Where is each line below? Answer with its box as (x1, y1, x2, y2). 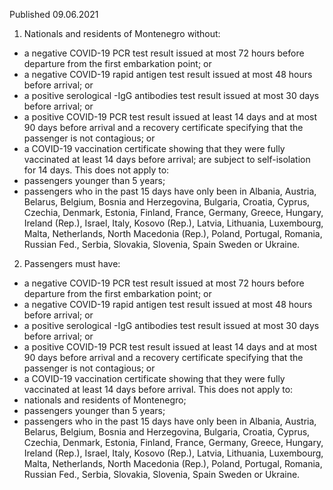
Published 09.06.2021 (9, 9, 99, 20)
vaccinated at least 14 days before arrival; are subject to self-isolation (23, 154, 311, 165)
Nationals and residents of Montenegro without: (23, 28, 221, 39)
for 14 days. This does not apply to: (23, 164, 170, 176)
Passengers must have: (23, 258, 121, 269)
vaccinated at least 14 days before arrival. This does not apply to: (23, 384, 294, 395)
